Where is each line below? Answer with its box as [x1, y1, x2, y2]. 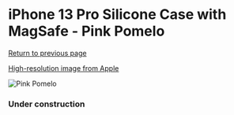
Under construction [8, 98, 85, 109]
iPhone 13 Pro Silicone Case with [8, 6, 227, 24]
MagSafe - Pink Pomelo [8, 22, 165, 40]
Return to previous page [8, 48, 87, 57]
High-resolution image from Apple [8, 63, 119, 72]
